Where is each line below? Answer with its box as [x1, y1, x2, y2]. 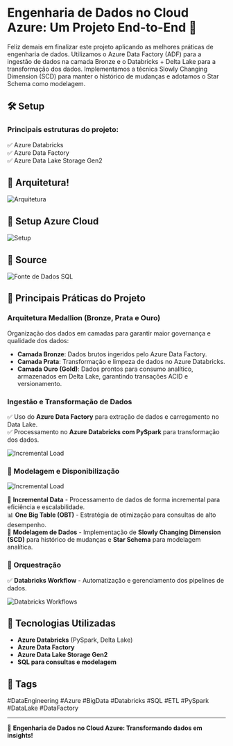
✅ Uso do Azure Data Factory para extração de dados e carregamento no [7, 413, 220, 421]
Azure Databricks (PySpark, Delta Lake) [17, 636, 133, 644]
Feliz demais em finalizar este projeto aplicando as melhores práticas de [7, 42, 214, 51]
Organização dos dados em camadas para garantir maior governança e [7, 329, 212, 338]
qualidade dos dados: [7, 336, 69, 345]
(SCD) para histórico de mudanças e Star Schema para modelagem [7, 536, 201, 544]
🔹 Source [7, 254, 47, 265]
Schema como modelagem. [7, 79, 86, 88]
